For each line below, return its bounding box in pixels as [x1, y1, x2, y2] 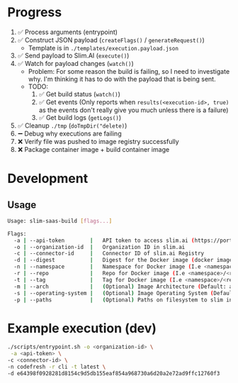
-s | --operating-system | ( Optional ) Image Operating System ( [13, 289, 214, 296]
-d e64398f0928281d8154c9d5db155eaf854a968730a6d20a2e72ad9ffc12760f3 [7, 370, 220, 377]
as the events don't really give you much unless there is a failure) [38, 106, 229, 114]
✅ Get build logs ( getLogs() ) [38, 113, 122, 121]
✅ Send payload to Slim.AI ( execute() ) [17, 51, 130, 60]
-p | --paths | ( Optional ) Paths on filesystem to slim [13, 296, 223, 304]
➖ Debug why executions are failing [17, 129, 122, 138]
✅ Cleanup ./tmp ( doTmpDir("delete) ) [17, 121, 127, 130]
